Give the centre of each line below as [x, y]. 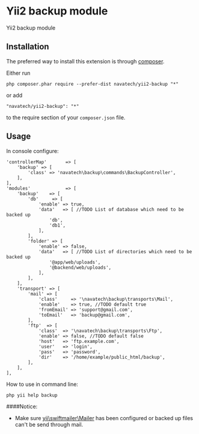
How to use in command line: [42, 384]
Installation [28, 47]
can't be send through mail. [49, 424]
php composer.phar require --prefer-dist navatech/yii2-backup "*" [93, 84]
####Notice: [22, 406]
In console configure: [32, 151]
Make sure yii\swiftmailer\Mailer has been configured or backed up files [104, 418]
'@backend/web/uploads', [80, 267]
